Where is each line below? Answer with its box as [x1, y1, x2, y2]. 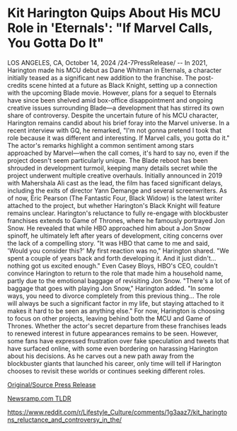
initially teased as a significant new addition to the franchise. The [7, 73, 197, 82]
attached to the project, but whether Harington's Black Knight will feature [7, 201, 221, 209]
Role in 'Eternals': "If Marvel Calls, [7, 20, 213, 36]
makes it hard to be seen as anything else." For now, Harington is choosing [7, 306, 225, 315]
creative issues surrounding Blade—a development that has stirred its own [7, 103, 224, 112]
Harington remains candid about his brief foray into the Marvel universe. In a [7, 118, 230, 127]
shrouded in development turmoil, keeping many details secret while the [7, 163, 218, 172]
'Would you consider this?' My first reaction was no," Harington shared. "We [7, 246, 230, 255]
